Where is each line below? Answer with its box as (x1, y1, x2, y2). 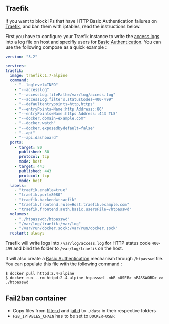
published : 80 (18, 149, 50, 155)
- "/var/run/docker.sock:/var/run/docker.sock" (14, 226, 118, 231)
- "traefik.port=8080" (14, 192, 63, 197)
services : (5, 63, 27, 68)
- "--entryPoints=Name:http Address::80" (14, 106, 104, 112)
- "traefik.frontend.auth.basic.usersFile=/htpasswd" (14, 207, 132, 212)
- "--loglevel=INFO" (14, 82, 58, 88)
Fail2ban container (5, 294, 67, 302)
